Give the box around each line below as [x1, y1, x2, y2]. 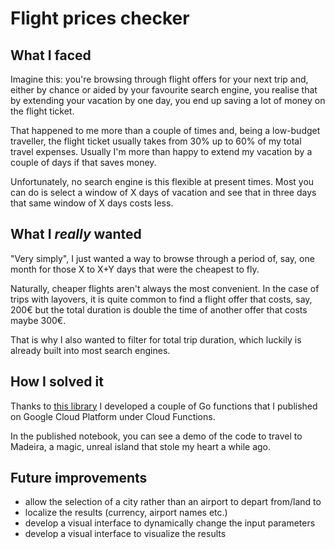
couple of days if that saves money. [10, 157, 157, 168]
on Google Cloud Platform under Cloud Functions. [10, 410, 216, 422]
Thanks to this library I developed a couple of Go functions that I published [10, 400, 318, 412]
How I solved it [10, 373, 104, 391]
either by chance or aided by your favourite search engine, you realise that [10, 84, 318, 96]
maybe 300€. [10, 314, 67, 326]
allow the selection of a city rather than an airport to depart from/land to [24, 496, 322, 508]
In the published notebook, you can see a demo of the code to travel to [10, 430, 303, 442]
